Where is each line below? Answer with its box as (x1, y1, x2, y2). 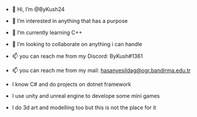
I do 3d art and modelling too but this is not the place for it (11, 104, 157, 111)
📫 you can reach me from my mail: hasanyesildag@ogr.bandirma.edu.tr (11, 67, 191, 74)
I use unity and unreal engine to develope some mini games (11, 92, 160, 99)
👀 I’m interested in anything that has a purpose (11, 17, 128, 24)
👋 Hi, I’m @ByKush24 (11, 6, 65, 13)
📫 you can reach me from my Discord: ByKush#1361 (11, 53, 143, 59)
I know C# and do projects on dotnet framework (11, 81, 131, 88)
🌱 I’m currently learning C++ (11, 29, 83, 36)
